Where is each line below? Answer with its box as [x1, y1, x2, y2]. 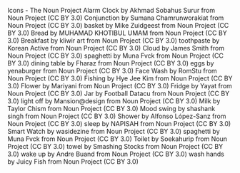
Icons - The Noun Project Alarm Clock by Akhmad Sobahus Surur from [7, 6, 216, 14]
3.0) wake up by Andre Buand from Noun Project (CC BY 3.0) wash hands [7, 150, 225, 158]
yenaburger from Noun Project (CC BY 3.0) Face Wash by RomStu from [7, 67, 218, 75]
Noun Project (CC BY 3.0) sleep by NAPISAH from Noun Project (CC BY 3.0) [7, 120, 231, 127]
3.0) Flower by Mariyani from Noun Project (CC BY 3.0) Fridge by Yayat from [7, 82, 232, 90]
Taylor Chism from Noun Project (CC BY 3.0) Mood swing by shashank [7, 105, 216, 112]
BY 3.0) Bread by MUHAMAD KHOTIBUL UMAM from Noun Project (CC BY [7, 28, 227, 37]
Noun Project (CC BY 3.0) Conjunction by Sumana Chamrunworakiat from [7, 14, 224, 22]
